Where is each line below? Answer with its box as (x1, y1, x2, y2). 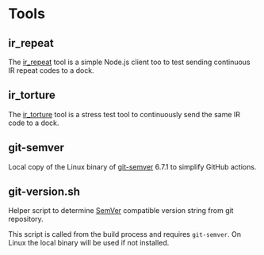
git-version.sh (8, 185, 81, 199)
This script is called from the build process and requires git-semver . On (8, 230, 242, 239)
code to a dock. (8, 118, 59, 127)
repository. (8, 215, 44, 224)
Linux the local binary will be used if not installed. (8, 238, 170, 248)
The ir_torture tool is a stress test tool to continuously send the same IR (8, 109, 240, 119)
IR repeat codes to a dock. (8, 66, 94, 75)
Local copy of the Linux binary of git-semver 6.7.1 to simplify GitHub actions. (8, 162, 257, 171)
